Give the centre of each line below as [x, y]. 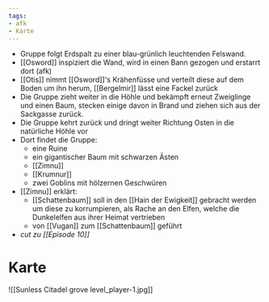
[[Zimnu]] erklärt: [48, 192]
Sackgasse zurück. [52, 114]
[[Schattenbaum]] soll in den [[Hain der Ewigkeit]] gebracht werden [144, 200]
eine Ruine [50, 149]
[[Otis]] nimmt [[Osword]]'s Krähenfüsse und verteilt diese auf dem [132, 80]
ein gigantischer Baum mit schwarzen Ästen [105, 157]
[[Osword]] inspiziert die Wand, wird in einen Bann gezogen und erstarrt [140, 62]
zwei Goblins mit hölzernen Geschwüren [99, 183]
